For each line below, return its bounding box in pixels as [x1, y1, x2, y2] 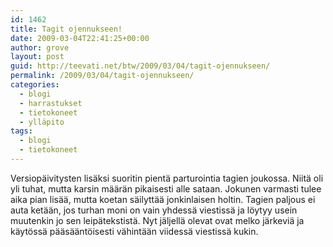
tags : [10, 126, 33, 136]
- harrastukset [19, 98, 83, 108]
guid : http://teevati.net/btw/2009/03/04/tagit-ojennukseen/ [10, 61, 271, 71]
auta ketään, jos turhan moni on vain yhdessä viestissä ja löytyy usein [10, 204, 298, 216]
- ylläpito [19, 117, 65, 127]
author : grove [10, 42, 70, 53]
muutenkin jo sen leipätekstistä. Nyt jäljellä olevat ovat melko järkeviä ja [10, 214, 305, 226]
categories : [10, 80, 60, 90]
